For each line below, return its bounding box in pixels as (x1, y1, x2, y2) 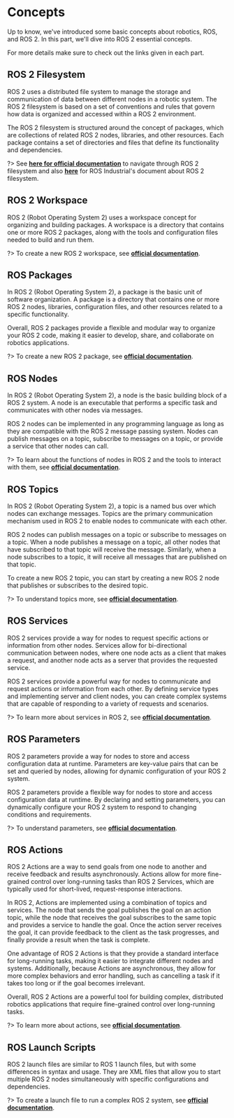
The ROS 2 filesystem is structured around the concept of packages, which (7, 123, 224, 132)
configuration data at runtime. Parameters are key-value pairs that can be (7, 759, 219, 768)
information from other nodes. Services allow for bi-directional (7, 641, 187, 649)
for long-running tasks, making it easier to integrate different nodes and (7, 957, 214, 965)
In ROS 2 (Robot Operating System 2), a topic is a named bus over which (7, 502, 217, 510)
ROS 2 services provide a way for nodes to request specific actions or (7, 634, 209, 642)
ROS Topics (7, 483, 59, 495)
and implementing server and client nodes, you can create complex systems (7, 692, 227, 700)
